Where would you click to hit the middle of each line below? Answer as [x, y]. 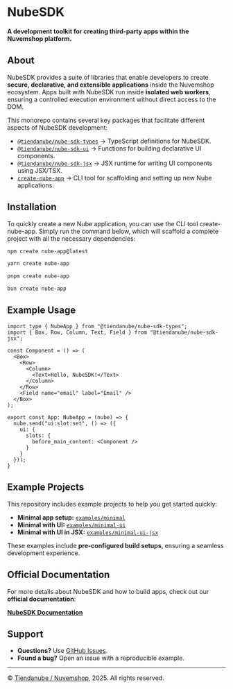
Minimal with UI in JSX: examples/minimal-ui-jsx [88, 532]
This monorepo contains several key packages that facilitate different [106, 120]
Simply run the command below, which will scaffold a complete [129, 231]
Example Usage [42, 311]
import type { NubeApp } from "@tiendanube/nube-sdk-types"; [97, 326]
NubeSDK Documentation [45, 612]
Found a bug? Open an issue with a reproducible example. [101, 658]
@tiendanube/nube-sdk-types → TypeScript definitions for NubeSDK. [114, 141]
